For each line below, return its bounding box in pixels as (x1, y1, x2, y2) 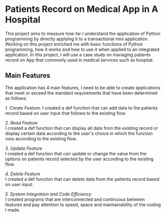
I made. (5, 207, 21, 213)
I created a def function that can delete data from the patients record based (5, 176, 160, 182)
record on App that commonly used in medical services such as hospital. (5, 57, 154, 63)
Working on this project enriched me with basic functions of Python (5, 41, 143, 47)
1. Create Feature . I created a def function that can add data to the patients (5, 105, 158, 110)
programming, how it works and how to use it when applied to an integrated (5, 46, 160, 52)
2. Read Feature (5, 119, 38, 125)
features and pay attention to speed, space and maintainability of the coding (5, 202, 161, 208)
